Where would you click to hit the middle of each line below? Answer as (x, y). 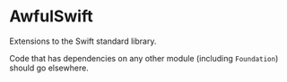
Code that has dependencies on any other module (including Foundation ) (144, 58)
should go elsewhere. (49, 68)
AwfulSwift (51, 16)
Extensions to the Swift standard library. (83, 41)
